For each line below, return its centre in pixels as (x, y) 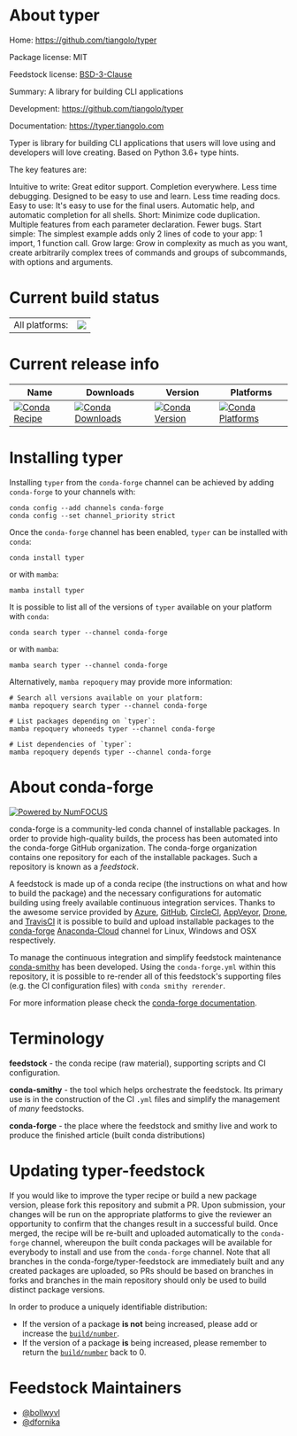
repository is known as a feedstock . (74, 866)
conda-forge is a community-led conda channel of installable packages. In (145, 828)
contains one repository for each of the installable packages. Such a (133, 857)
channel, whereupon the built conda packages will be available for (151, 1242)
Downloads (110, 392)
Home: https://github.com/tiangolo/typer (83, 40)
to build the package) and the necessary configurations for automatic (136, 893)
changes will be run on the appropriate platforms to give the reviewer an (141, 1214)
